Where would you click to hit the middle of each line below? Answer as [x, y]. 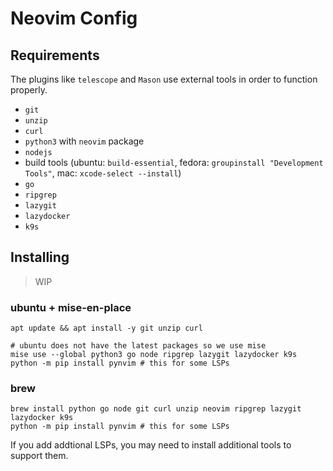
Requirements [55, 55]
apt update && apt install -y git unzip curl [106, 328]
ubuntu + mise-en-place [71, 307]
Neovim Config [74, 18]
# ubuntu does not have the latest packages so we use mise [138, 346]
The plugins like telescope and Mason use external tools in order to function [164, 79]
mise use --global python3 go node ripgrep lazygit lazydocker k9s [154, 355]
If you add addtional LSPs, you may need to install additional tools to [151, 445]
